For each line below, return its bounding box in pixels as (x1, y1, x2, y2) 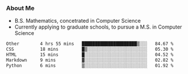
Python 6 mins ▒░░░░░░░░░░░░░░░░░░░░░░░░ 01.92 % (6, 62, 174, 68)
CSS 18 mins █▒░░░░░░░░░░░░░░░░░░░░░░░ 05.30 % (6, 47, 174, 52)
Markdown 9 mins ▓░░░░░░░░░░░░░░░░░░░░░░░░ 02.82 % (6, 57, 174, 63)
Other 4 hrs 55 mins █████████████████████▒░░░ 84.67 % (6, 41, 174, 47)
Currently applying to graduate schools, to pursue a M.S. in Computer (14, 23, 182, 30)
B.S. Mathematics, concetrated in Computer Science (14, 17, 141, 24)
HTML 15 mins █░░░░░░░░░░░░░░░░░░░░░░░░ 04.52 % (6, 52, 174, 58)
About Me (6, 4, 35, 12)
